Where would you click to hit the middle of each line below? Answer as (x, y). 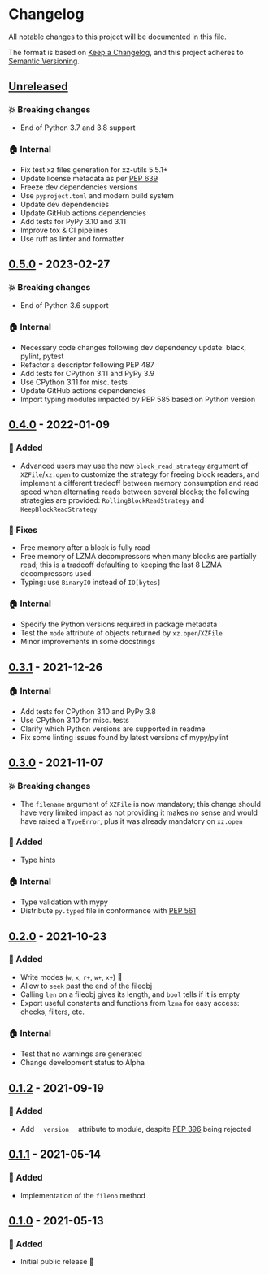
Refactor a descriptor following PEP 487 (87, 364)
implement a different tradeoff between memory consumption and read (139, 483)
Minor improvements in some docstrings (88, 642)
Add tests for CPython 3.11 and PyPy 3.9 (87, 373)
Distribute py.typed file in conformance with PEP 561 (108, 911)
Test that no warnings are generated (81, 1054)
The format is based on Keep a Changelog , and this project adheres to (126, 52)
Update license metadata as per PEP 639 (89, 178)
